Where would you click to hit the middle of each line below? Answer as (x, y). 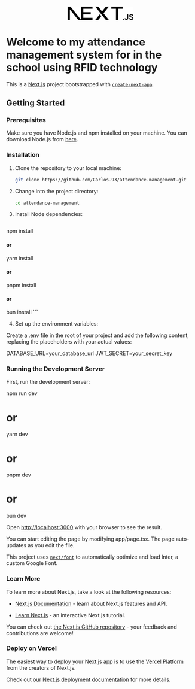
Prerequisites (26, 120)
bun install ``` (22, 312)
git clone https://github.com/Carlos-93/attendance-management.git (100, 180)
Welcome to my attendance (76, 42)
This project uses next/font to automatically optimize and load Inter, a (92, 557)
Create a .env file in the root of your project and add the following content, (98, 335)
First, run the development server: (48, 382)
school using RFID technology (82, 68)
